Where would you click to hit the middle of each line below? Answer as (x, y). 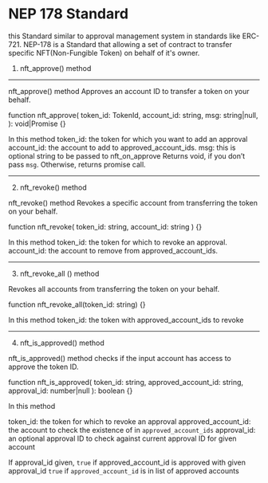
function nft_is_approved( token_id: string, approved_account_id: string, (126, 382)
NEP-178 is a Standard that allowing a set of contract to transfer (128, 44)
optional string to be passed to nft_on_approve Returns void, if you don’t (127, 155)
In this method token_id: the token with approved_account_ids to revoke (126, 320)
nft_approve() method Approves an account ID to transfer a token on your (129, 91)
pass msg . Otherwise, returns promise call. (77, 164)
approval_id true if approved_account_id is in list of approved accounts (124, 470)
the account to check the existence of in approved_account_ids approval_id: (132, 430)
